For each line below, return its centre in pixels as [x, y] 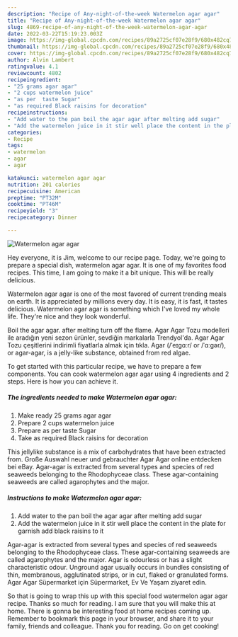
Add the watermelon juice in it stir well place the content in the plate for [121, 523]
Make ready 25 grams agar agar [64, 415]
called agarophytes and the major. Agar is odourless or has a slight [105, 559]
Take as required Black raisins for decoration [83, 438]
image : [17, 40]
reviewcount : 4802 [34, 73]
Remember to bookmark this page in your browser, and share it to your [110, 618]
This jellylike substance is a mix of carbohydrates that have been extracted [117, 452]
